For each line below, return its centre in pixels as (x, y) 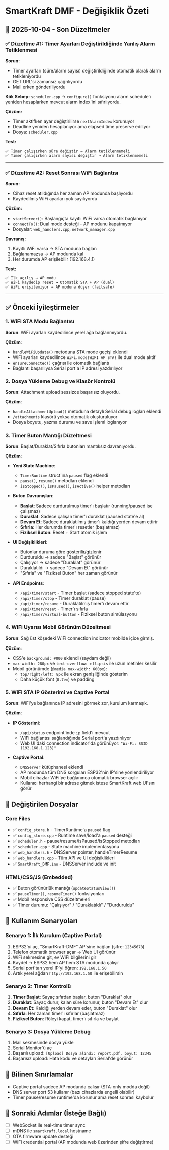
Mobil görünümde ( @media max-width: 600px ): (60, 668)
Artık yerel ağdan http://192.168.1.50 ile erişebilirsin (68, 973)
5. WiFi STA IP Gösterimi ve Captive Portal (57, 692)
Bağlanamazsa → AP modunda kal (48, 254)
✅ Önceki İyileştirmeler (42, 307)
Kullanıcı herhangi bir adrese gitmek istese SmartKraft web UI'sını (88, 783)
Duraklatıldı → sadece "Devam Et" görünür (64, 568)
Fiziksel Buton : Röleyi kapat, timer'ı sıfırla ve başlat (66, 1019)
